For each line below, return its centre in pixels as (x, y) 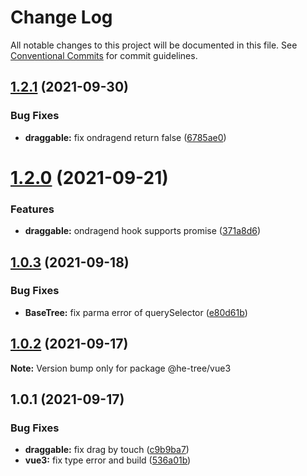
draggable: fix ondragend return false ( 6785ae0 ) (125, 137)
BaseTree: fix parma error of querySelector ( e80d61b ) (136, 312)
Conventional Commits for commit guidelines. (104, 55)
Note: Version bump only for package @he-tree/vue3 (121, 368)
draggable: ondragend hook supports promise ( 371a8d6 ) (143, 231)
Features (32, 209)
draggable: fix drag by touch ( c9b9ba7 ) (107, 450)
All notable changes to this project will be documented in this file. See (154, 45)
